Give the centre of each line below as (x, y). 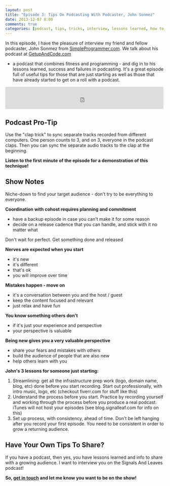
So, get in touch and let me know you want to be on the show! (71, 478)
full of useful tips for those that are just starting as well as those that (83, 74)
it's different (25, 264)
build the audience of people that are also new (61, 355)
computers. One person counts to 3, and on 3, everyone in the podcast (79, 140)
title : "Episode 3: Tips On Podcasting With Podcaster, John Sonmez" (80, 15)
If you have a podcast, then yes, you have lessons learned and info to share (84, 457)
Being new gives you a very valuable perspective (58, 340)
